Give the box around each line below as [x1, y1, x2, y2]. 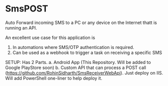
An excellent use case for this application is [5, 34, 96, 40]
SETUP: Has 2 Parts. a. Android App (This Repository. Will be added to [5, 59, 151, 65]
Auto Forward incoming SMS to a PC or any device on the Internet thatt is [5, 19, 157, 25]
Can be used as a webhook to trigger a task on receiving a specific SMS [12, 49, 162, 55]
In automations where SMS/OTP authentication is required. [12, 44, 134, 50]
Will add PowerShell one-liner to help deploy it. [5, 75, 103, 81]
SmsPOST [5, 3, 49, 14]
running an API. [5, 24, 37, 30]
